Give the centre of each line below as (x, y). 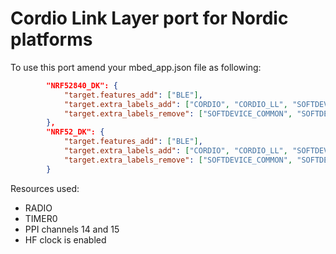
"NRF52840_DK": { (82, 85)
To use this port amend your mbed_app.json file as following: (136, 67)
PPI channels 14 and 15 (72, 229)
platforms (51, 39)
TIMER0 (41, 218)
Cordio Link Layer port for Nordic (149, 18)
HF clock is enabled (65, 239)
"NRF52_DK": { (75, 132)
